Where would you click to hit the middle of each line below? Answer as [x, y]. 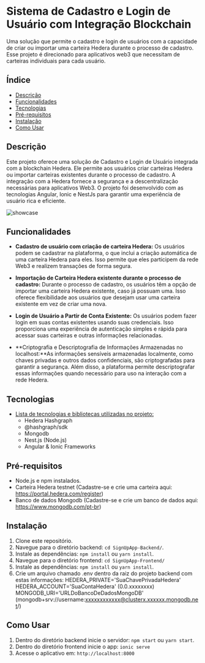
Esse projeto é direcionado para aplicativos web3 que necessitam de [93, 54]
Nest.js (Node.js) [46, 440]
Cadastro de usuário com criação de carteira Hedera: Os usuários [100, 247]
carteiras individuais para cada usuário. [56, 61]
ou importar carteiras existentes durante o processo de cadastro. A [91, 174]
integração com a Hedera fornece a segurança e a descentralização [92, 181]
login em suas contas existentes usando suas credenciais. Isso [95, 323]
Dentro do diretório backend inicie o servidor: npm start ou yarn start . [105, 640]
